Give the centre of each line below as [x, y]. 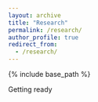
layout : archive [34, 15]
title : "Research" [38, 23]
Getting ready [30, 89]
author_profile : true [44, 37]
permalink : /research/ [45, 30]
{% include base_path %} [49, 74]
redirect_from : [33, 45]
